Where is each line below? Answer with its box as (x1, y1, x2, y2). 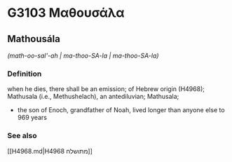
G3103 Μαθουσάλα (7, 5, 125, 21)
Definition (7, 69, 42, 79)
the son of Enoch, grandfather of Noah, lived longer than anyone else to (17, 106, 226, 114)
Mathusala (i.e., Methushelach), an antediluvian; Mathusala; (7, 93, 179, 101)
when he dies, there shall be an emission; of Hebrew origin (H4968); (7, 85, 205, 93)
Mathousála (7, 33, 61, 45)
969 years (17, 114, 48, 122)
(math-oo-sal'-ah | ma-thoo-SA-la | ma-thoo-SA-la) (7, 51, 159, 60)
